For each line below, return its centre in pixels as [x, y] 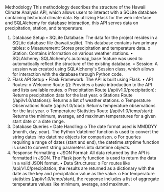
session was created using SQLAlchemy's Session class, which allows [83, 69]
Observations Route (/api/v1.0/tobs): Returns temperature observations [84, 106]
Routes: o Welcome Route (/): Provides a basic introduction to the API [82, 85]
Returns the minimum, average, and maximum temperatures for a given [84, 116]
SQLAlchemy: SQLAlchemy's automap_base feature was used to [77, 58]
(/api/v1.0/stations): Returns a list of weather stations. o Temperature [81, 100]
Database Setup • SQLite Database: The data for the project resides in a [85, 37]
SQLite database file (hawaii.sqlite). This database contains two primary [85, 43]
